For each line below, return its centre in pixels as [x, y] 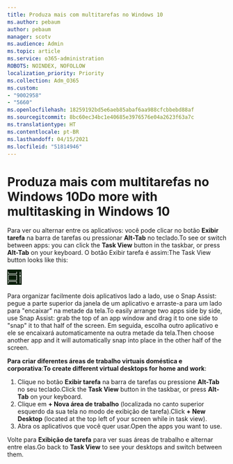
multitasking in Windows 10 [89, 211]
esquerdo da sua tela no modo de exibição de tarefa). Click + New [111, 412]
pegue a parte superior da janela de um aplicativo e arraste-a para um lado [115, 304]
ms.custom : [23, 88]
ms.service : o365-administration [56, 59]
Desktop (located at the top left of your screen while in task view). [112, 419]
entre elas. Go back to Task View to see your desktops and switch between [115, 447]
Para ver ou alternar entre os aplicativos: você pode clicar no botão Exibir [113, 231]
